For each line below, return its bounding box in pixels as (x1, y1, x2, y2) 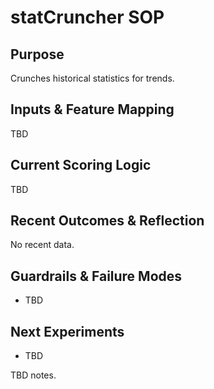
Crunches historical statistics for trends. (10, 72, 175, 84)
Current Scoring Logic (10, 157, 152, 174)
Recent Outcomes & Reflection (10, 212, 205, 230)
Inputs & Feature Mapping (10, 101, 175, 118)
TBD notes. (10, 369, 57, 381)
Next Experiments (10, 323, 125, 340)
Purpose (10, 46, 65, 63)
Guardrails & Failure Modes (10, 267, 183, 285)
